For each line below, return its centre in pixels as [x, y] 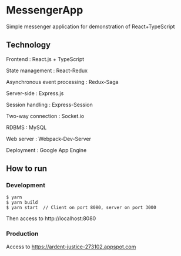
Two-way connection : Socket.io [45, 116]
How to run [27, 169]
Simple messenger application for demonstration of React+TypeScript [90, 26]
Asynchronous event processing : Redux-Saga [62, 82]
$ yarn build [22, 203]
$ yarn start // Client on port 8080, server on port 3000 [81, 208]
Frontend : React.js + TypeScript [45, 59]
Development [26, 186]
